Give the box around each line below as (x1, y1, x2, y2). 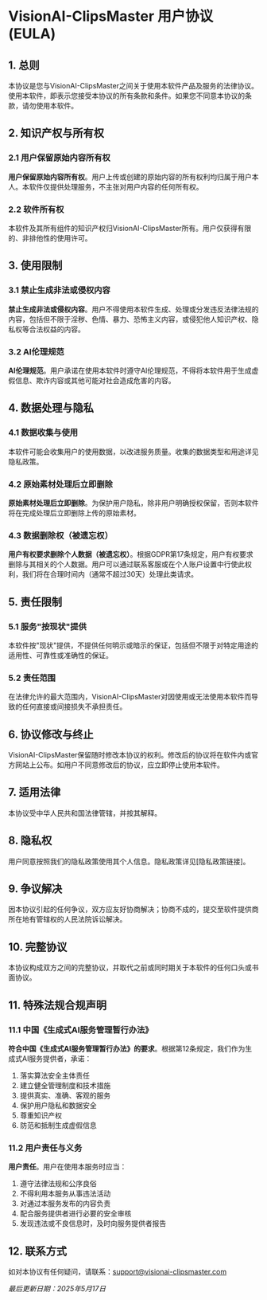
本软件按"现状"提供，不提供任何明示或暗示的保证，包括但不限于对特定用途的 (8, 640, 259, 650)
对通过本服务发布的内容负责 (19, 1199, 111, 1208)
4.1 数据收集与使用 (8, 427, 78, 438)
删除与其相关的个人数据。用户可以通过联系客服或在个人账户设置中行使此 (8, 559, 245, 570)
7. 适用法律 (8, 785, 61, 799)
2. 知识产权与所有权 (8, 127, 105, 140)
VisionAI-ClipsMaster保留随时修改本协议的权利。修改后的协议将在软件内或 (8, 750, 252, 760)
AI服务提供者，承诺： (21, 1053, 92, 1063)
